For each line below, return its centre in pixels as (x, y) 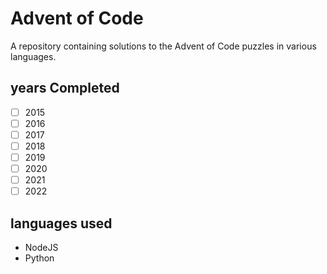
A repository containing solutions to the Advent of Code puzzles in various (163, 46)
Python (39, 258)
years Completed (65, 88)
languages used (61, 223)
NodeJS (41, 248)
